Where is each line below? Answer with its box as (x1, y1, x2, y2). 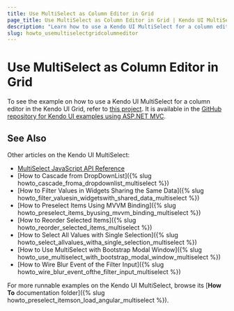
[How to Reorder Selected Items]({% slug (17, 216, 136, 224)
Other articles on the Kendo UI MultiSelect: (7, 151, 130, 159)
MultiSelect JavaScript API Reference (17, 164, 125, 173)
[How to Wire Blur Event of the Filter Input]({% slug (17, 260, 164, 269)
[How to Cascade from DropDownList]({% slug (17, 172, 152, 180)
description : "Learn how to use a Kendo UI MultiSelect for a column (7, 23, 214, 30)
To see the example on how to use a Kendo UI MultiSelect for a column (7, 97, 211, 106)
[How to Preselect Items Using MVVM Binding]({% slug (17, 201, 176, 209)
